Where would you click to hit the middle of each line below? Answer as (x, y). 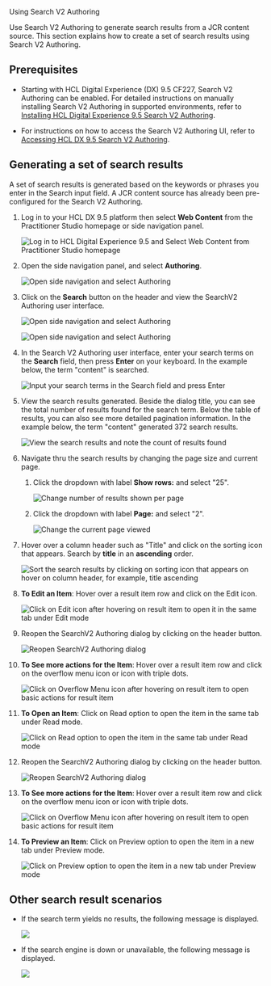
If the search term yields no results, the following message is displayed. (140, 919)
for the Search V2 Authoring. (95, 201)
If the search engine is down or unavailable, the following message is (135, 950)
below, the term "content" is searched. (85, 369)
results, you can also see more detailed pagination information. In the (135, 418)
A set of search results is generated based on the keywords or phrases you (134, 184)
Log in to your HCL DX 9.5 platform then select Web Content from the (137, 217)
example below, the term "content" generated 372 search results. (129, 427)
